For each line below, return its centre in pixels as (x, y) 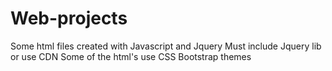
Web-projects (69, 18)
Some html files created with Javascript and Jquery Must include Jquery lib (166, 46)
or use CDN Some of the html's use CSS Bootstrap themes (131, 56)
